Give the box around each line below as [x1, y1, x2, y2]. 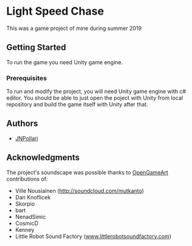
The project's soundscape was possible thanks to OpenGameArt [6, 168, 169, 176]
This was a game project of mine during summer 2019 [6, 24, 142, 32]
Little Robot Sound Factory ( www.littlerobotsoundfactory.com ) [15, 233, 172, 240]
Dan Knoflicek [15, 193, 51, 201]
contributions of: [6, 175, 48, 182]
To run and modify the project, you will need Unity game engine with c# [6, 88, 187, 95]
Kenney [15, 226, 35, 233]
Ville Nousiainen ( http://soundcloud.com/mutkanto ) [15, 187, 144, 194]
